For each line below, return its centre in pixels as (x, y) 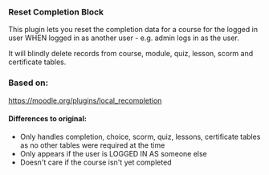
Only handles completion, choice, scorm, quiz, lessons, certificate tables (140, 136)
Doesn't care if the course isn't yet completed (96, 162)
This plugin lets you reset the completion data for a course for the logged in (133, 30)
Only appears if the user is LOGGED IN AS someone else (113, 153)
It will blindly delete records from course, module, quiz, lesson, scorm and (131, 54)
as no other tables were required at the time (92, 145)
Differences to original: (47, 119)
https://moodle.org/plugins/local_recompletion (85, 100)
